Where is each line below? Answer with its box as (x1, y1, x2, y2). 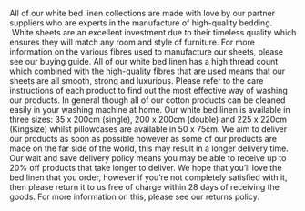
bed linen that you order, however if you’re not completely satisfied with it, (9, 172, 288, 183)
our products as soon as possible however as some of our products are (9, 134, 278, 144)
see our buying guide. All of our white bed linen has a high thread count (9, 56, 279, 66)
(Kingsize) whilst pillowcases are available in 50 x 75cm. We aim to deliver (9, 124, 288, 135)
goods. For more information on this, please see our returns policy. (9, 191, 259, 202)
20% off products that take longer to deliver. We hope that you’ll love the (9, 163, 282, 173)
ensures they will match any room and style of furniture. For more (9, 36, 255, 47)
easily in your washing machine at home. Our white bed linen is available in (9, 105, 290, 115)
